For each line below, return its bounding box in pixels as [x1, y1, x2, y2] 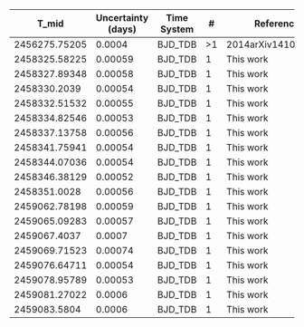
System [159, 23, 195, 35]
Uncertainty [95, 12, 149, 24]
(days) [108, 23, 138, 35]
